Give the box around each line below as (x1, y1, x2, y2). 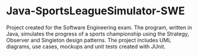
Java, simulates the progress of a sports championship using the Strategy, (6, 30, 190, 37)
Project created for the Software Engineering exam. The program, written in (6, 24, 193, 31)
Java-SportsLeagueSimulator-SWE (6, 4, 185, 18)
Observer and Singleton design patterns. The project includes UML (6, 36, 172, 43)
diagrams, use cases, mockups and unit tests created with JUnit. (6, 43, 166, 50)
